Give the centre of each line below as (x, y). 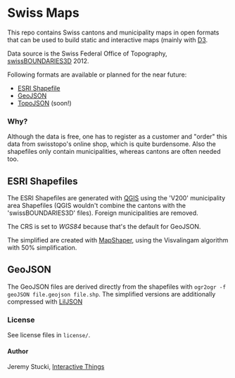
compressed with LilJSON (45, 301)
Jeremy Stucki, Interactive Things (56, 367)
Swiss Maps (43, 13)
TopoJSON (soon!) (44, 103)
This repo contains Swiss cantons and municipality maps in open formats (113, 32)
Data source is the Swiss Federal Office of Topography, (87, 53)
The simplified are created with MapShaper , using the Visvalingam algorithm (118, 240)
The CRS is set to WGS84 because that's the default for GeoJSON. (104, 227)
